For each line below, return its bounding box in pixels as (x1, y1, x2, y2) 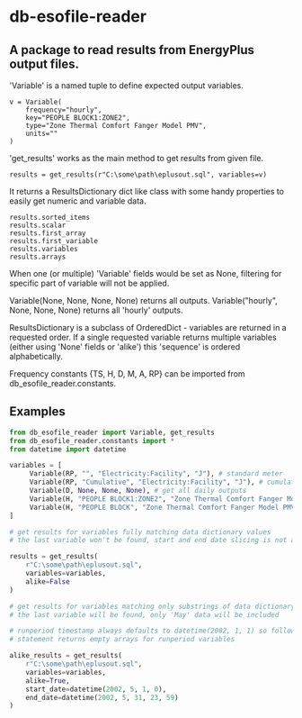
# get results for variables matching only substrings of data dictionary (9, 602, 296, 611)
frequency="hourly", (25, 105, 102, 114)
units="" (25, 129, 58, 138)
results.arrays (9, 252, 67, 261)
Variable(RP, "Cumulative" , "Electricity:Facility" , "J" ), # (29, 477, 263, 487)
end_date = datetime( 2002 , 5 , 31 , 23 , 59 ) (25, 693, 179, 702)
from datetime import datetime (9, 444, 127, 454)
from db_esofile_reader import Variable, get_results (9, 428, 216, 437)
